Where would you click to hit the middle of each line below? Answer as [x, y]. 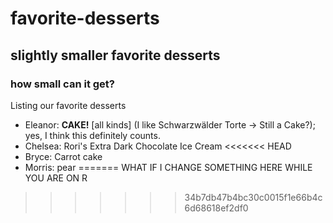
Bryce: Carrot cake [63, 156]
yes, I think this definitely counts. [92, 135]
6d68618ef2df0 [216, 208]
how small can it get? [62, 84]
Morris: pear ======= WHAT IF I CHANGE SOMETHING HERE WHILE [168, 167]
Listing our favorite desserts [68, 105]
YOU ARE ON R [56, 178]
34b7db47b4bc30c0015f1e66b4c [253, 197]
